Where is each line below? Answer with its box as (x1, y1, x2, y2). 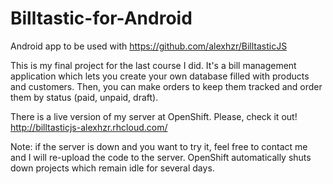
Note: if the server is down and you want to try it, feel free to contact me (10, 140, 308, 152)
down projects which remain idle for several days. (10, 162, 215, 174)
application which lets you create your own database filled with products (10, 70, 310, 82)
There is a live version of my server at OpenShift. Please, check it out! (10, 110, 298, 122)
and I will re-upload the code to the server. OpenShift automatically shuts (10, 151, 312, 163)
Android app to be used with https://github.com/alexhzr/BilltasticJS (10, 40, 288, 52)
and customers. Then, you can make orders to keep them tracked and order (10, 80, 323, 92)
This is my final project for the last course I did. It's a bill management (10, 59, 297, 71)
